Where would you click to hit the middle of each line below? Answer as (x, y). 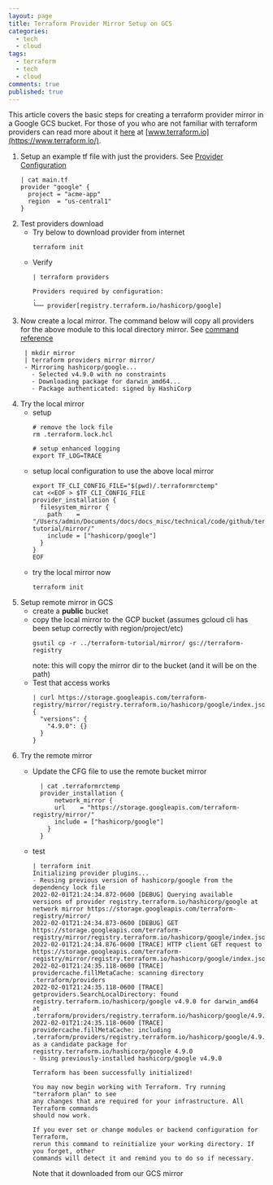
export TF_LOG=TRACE (67, 456)
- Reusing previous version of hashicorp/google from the (132, 880)
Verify (42, 262)
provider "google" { (55, 187)
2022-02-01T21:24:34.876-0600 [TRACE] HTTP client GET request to (147, 945)
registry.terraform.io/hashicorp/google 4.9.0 (113, 1051)
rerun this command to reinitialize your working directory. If (143, 1144)
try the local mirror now (71, 573)
